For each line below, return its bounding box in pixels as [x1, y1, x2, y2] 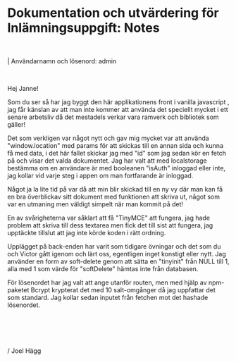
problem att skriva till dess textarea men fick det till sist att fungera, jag [7, 220, 213, 230]
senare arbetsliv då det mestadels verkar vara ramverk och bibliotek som [7, 113, 220, 121]
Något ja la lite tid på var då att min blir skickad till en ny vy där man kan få [7, 185, 223, 193]
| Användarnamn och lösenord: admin [7, 56, 117, 65]
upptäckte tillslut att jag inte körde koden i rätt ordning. [7, 228, 166, 237]
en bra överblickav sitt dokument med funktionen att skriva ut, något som [7, 192, 221, 201]
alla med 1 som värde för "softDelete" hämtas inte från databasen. [7, 264, 199, 273]
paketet [7, 285, 30, 294]
